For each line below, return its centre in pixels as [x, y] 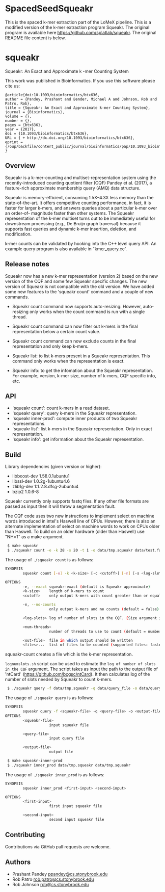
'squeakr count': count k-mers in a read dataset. [61, 408]
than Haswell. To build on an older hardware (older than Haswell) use [75, 532]
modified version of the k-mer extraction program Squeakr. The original [77, 27]
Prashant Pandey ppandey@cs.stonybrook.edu [60, 874]
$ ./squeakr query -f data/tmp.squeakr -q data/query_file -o [72, 688]
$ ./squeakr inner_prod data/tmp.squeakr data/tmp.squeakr [69, 765]
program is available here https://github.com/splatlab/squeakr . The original [81, 32]
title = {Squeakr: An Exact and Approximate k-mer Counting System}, [78, 108]
